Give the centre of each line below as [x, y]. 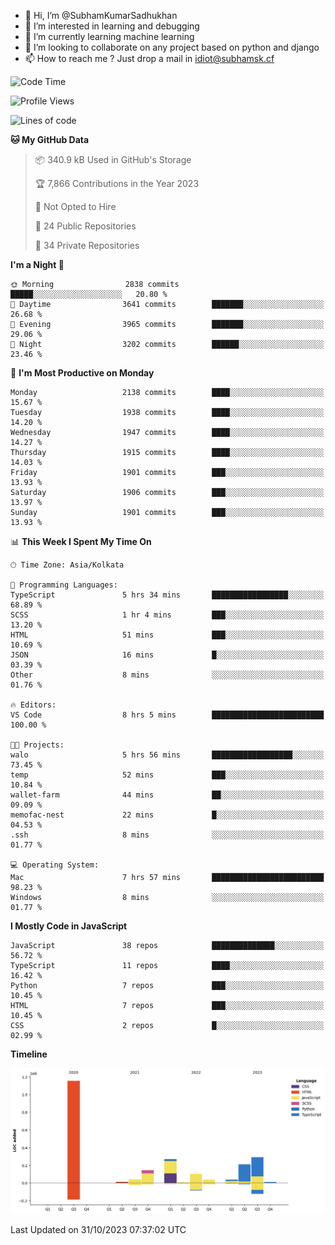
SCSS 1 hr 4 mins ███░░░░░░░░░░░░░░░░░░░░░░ [167, 615]
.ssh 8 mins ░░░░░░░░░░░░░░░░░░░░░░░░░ [167, 835]
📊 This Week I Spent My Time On [81, 541]
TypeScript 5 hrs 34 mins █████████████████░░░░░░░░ [167, 595]
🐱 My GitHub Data [50, 139]
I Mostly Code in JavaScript [69, 926]
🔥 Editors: [33, 705]
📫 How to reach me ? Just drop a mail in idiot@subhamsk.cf [149, 58]
